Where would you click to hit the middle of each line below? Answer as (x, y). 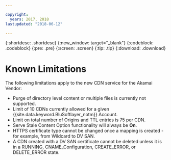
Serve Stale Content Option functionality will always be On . (75, 125)
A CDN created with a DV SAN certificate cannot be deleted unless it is (87, 142)
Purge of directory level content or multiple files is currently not (79, 98)
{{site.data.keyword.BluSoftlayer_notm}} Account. (65, 115)
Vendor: (14, 88)
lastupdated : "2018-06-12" (34, 24)
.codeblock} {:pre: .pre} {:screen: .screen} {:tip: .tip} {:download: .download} (86, 48)
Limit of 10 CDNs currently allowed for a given (61, 109)
